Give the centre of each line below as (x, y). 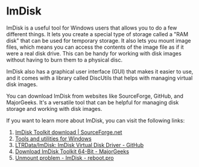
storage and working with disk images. (54, 109)
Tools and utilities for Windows (53, 138)
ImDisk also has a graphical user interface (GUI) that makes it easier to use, (100, 71)
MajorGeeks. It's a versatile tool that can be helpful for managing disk (93, 102)
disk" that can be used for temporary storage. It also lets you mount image (99, 40)
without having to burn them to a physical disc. (65, 60)
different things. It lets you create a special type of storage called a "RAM (97, 34)
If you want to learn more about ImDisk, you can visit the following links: (96, 120)
